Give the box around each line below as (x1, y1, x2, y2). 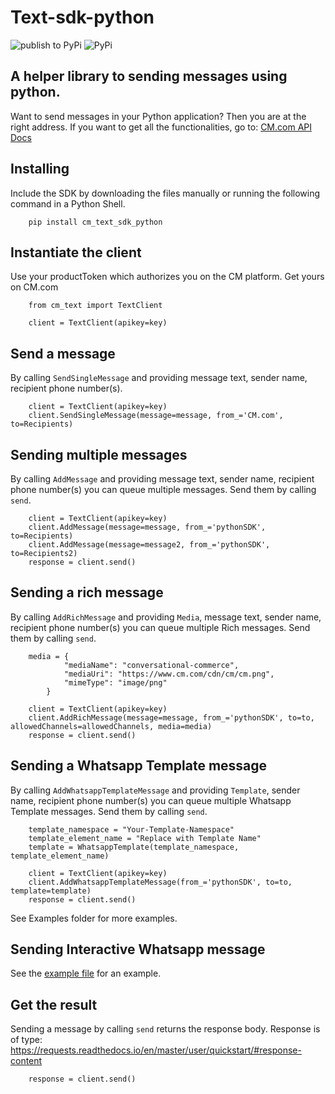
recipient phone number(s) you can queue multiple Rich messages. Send (10, 621, 311, 633)
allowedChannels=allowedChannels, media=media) (10, 721, 213, 731)
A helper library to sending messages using (10, 68, 288, 85)
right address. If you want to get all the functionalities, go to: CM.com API (10, 121, 313, 133)
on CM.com (10, 281, 59, 293)
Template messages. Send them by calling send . (10, 805, 208, 817)
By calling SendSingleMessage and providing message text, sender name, (10, 372, 308, 384)
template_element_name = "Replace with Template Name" (28, 833, 262, 843)
